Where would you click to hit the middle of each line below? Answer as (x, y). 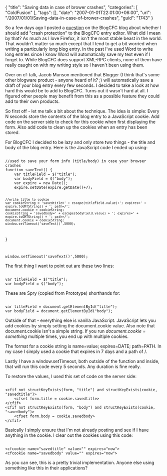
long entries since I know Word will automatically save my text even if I (78, 54)
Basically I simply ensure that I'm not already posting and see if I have (77, 430)
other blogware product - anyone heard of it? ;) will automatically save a (79, 80)
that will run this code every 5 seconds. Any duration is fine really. (73, 367)
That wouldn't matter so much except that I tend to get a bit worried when (81, 44)
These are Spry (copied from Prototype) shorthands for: (63, 293)
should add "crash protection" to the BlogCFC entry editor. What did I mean (83, 33)
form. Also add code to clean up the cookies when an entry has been (76, 127)
